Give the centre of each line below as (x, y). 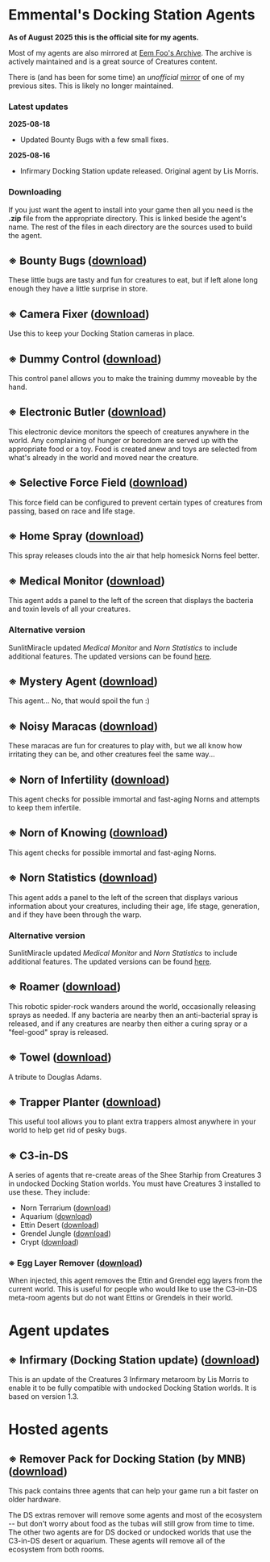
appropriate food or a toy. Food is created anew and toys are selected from (133, 449)
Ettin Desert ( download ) (59, 1225)
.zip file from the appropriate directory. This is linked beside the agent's (128, 218)
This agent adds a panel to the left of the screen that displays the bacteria (131, 601)
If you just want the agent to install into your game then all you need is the (131, 209)
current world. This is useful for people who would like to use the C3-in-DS (133, 1289)
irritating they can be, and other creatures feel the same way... (112, 754)
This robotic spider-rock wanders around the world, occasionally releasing (132, 1006)
